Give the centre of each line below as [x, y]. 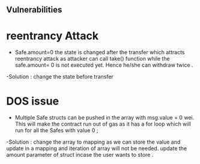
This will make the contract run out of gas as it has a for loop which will [103, 124]
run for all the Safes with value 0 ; [56, 130]
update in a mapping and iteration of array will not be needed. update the [97, 148]
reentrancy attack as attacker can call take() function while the [92, 59]
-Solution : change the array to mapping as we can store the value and [93, 142]
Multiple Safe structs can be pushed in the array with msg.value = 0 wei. [105, 118]
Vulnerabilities [34, 10]
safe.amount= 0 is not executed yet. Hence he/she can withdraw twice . [104, 65]
